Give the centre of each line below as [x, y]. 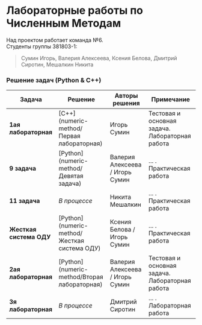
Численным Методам [64, 23]
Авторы [126, 96]
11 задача [25, 201]
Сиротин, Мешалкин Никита [57, 65]
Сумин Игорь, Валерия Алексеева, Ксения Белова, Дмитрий [99, 58]
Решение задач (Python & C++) [54, 80]
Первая [70, 136]
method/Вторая [81, 277]
